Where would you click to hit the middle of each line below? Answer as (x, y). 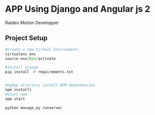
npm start (15, 99)
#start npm (16, 94)
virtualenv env (21, 54)
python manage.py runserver (34, 108)
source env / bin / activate (30, 58)
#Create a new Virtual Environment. (42, 49)
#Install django (22, 67)
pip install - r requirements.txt (39, 72)
